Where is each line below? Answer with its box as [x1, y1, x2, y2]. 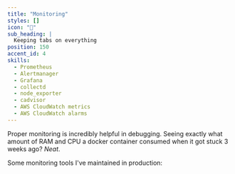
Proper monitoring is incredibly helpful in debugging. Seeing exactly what [7, 129, 223, 138]
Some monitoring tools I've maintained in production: [7, 158, 162, 167]
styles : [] [7, 17, 40, 24]
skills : [7, 57, 31, 64]
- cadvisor [14, 97, 46, 104]
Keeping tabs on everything [14, 37, 98, 44]
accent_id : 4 [7, 51, 46, 58]
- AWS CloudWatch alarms [14, 110, 88, 117]
